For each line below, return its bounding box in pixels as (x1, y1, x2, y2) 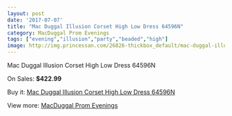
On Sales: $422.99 (7, 75, 62, 83)
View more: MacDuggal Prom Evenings (7, 101, 119, 109)
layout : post (7, 10, 45, 17)
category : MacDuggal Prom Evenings (7, 29, 110, 37)
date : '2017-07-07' (7, 17, 64, 23)
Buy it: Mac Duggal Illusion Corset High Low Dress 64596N (7, 88, 175, 96)
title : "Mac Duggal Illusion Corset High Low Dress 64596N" (7, 23, 184, 30)
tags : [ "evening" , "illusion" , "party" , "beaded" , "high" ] (7, 36, 168, 43)
